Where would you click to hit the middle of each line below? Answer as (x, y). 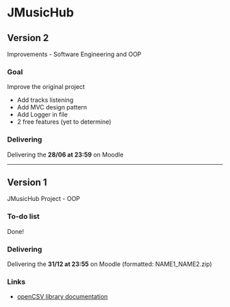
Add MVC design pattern (52, 107)
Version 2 (28, 38)
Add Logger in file (42, 115)
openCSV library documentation (62, 297)
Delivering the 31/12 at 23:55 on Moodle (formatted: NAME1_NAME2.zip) (110, 264)
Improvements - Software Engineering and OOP (74, 54)
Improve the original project (46, 87)
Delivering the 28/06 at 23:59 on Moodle (65, 155)
